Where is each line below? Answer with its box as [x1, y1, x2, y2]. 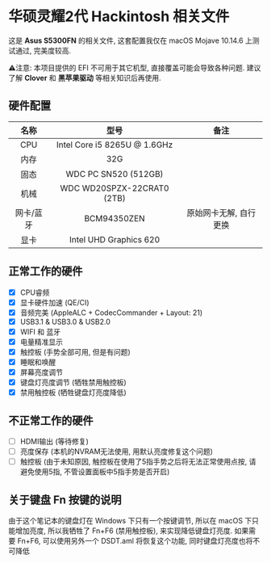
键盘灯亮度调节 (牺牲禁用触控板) [19, 377, 127, 388]
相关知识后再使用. [102, 73, 161, 82]
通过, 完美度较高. [15, 45, 72, 55]
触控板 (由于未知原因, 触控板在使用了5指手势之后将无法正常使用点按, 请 [19, 457, 256, 467]
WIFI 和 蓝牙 [19, 326, 61, 336]
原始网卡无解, [186, 207, 238, 218]
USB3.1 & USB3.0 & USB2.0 [19, 317, 110, 326]
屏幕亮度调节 [19, 368, 63, 377]
